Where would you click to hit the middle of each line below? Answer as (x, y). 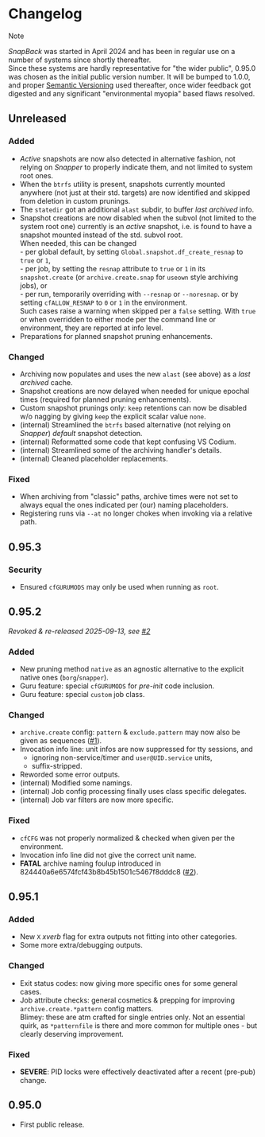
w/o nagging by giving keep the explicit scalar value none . (113, 416)
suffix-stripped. (57, 766)
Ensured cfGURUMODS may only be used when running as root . (119, 586)
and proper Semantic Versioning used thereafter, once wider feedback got (130, 85)
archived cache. (46, 382)
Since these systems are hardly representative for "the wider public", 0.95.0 (132, 68)
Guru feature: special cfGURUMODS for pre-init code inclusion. (117, 686)
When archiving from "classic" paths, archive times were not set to (129, 496)
